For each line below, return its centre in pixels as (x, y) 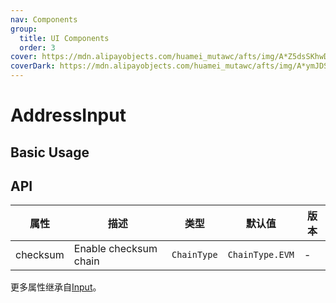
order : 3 (37, 47)
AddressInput (68, 115)
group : (24, 29)
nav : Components (44, 19)
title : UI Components (64, 38)
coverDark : (33, 66)
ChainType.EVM (261, 255)
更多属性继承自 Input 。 (56, 287)
